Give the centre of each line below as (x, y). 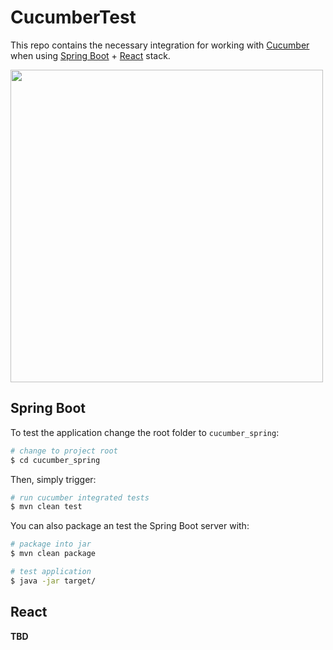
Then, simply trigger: (53, 479)
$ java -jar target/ (53, 581)
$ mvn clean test (46, 507)
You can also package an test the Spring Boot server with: (130, 526)
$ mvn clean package (53, 554)
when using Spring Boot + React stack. (90, 55)
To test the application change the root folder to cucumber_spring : (145, 432)
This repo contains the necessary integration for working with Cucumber (160, 45)
